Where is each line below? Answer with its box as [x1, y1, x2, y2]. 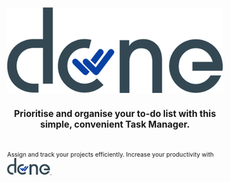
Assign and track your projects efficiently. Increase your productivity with [7, 150, 214, 158]
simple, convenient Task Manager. [40, 119, 190, 131]
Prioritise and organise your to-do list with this [13, 108, 217, 120]
